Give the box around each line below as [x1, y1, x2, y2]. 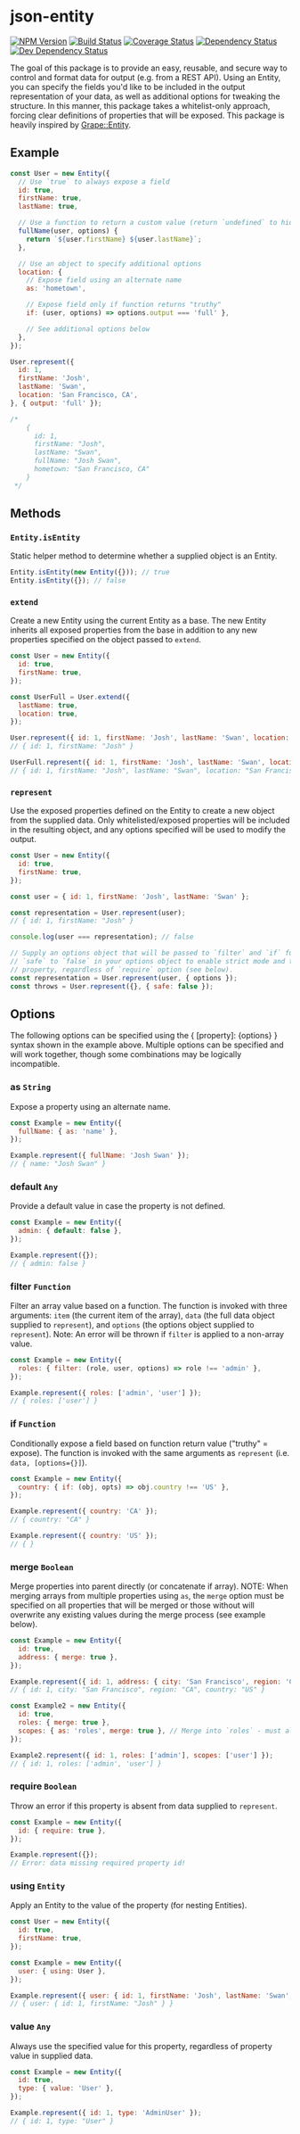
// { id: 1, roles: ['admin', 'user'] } [10, 1759, 163, 1768]
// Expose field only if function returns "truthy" [26, 301, 222, 310]
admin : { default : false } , [18, 1227, 123, 1236]
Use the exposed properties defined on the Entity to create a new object [10, 806, 275, 816]
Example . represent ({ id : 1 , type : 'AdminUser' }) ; [10, 2108, 202, 2118]
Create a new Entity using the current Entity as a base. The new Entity [10, 616, 266, 626]
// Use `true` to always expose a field [18, 177, 170, 186]
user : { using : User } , [18, 1966, 106, 1975]
